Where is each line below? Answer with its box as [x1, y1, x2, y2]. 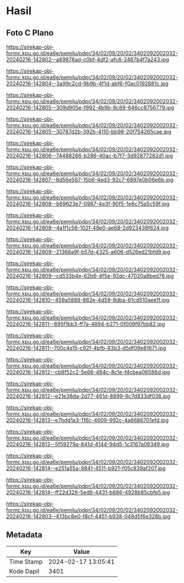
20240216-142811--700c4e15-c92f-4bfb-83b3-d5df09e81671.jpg [6, 344, 167, 352]
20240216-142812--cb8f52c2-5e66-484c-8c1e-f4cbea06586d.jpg [6, 369, 170, 375]
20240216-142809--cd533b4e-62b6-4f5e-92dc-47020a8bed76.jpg [6, 272, 175, 279]
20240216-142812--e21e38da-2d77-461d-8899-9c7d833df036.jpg [6, 392, 170, 400]
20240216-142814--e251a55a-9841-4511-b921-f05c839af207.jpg [6, 465, 166, 472]
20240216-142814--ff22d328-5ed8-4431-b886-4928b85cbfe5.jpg [6, 489, 170, 495]
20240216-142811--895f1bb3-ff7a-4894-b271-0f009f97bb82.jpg [6, 321, 166, 327]
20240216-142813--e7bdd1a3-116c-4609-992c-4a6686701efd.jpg [6, 417, 169, 424]
